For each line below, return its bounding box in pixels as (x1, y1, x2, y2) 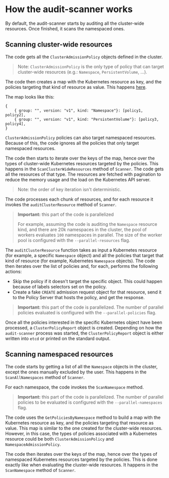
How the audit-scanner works (5, 4, 133, 15)
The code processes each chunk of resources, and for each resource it (5, 196, 153, 202)
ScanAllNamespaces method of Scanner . (5, 374, 85, 380)
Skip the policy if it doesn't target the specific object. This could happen (12, 278, 162, 284)
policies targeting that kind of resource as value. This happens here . (5, 84, 147, 90)
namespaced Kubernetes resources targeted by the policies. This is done (5, 456, 158, 462)
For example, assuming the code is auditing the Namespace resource (17, 221, 157, 227)
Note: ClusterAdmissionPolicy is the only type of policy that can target (17, 63, 164, 69)
